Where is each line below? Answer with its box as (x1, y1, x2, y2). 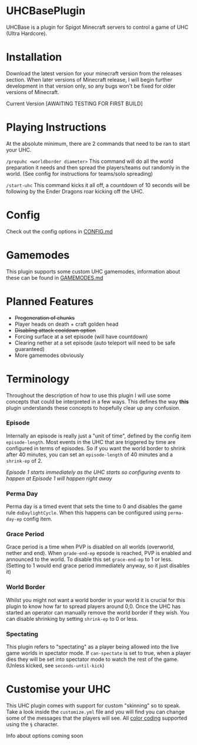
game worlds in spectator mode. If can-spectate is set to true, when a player (6, 650, 191, 657)
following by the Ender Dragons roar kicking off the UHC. (6, 188, 145, 195)
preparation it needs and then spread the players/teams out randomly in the (6, 163, 189, 171)
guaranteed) (14, 345, 45, 352)
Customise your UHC (6, 683, 111, 696)
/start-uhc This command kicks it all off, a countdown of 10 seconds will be (6, 181, 190, 189)
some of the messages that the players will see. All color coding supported (6, 714, 187, 721)
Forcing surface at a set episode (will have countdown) (14, 333, 148, 340)
